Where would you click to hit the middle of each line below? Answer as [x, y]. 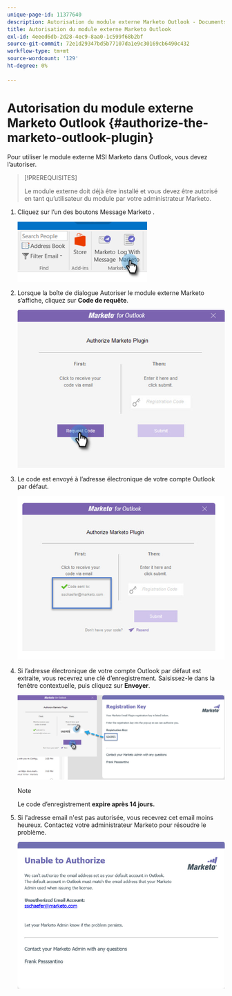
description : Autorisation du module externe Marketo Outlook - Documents [117, 22]
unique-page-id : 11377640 [44, 15]
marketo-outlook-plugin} [80, 137]
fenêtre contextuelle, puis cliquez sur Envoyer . [84, 686]
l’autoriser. [22, 164]
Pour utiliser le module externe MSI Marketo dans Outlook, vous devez [107, 157]
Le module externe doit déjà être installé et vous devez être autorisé [121, 191]
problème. [32, 832]
